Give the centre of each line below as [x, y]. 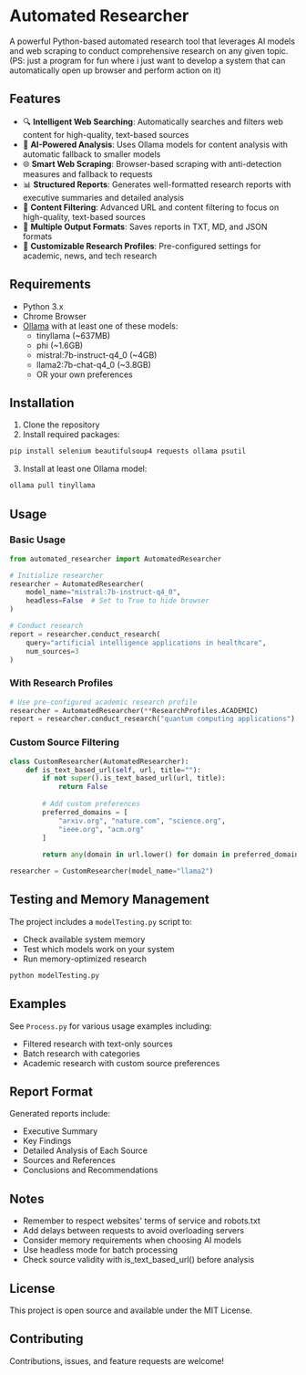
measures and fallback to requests [87, 173]
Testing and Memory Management [109, 900]
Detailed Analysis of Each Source [85, 1150]
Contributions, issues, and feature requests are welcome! [117, 1360]
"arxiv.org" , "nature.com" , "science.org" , [142, 821]
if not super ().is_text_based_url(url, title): [134, 778]
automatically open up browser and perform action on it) [115, 70]
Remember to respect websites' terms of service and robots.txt [142, 1221]
